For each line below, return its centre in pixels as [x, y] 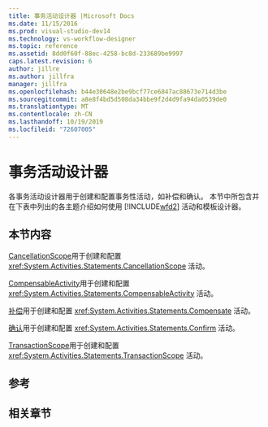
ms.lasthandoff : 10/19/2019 [56, 122]
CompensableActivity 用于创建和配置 [69, 283]
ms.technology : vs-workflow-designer [72, 39]
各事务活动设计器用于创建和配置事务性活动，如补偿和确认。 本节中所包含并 [134, 196]
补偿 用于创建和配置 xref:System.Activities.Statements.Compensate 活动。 [132, 311]
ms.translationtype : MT [49, 107]
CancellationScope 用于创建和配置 [65, 255]
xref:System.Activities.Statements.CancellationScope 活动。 [109, 266]
